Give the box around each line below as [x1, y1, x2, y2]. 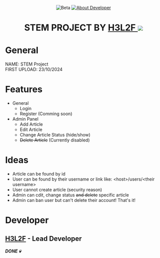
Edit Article [19, 127, 43, 132]
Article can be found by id [12, 171, 66, 177]
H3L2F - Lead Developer [5, 234, 82, 243]
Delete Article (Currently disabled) [19, 137, 90, 143]
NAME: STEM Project [5, 61, 49, 67]
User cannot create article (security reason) [12, 187, 102, 193]
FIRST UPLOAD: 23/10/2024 [5, 66, 63, 72]
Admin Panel [12, 116, 39, 122]
